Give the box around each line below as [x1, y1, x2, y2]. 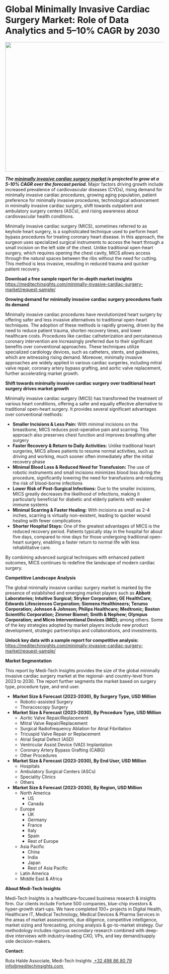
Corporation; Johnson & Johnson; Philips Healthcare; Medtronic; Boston [5, 606, 160, 612]
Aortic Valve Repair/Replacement [20, 715, 89, 721]
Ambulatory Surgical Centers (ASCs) [20, 768, 96, 774]
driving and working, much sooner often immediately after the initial [12, 453, 153, 459]
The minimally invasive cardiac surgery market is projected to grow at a [5, 176, 159, 182]
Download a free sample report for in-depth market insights [5, 276, 132, 282]
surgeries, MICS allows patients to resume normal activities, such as [12, 448, 154, 454]
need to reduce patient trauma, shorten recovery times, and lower [5, 327, 142, 334]
